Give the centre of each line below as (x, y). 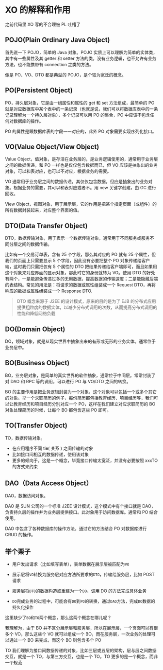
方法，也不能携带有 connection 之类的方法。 (49, 64)
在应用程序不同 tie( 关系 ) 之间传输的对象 (52, 448)
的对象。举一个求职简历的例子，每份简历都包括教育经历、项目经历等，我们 (79, 398)
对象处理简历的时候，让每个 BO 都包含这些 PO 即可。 (58, 410)
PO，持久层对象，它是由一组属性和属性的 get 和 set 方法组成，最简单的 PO (80, 103)
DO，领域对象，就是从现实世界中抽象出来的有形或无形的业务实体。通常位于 (81, 341)
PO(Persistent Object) (39, 90)
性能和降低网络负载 (36, 314)
